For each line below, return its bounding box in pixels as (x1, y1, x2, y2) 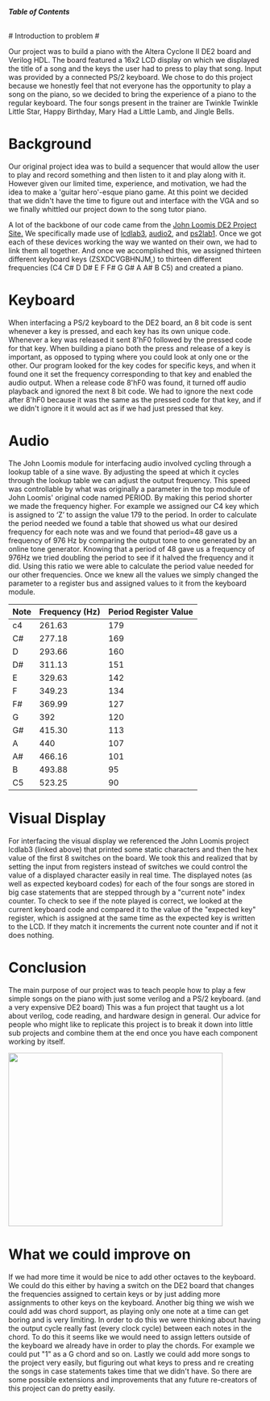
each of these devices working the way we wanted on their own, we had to (8, 237, 258, 247)
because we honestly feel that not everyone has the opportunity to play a (8, 81, 251, 90)
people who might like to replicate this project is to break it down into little (8, 1019, 254, 1029)
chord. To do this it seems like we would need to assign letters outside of (8, 1332, 251, 1341)
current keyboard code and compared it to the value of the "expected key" (8, 904, 256, 914)
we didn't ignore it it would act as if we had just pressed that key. (8, 403, 224, 413)
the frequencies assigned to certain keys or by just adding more (8, 1289, 221, 1299)
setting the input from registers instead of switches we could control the (8, 861, 248, 871)
